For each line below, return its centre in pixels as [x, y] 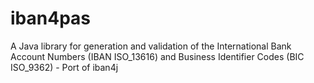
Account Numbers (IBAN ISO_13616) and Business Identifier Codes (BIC [157, 56]
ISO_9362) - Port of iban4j [64, 67]
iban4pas [50, 18]
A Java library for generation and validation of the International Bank [151, 46]
